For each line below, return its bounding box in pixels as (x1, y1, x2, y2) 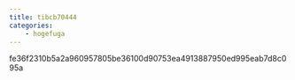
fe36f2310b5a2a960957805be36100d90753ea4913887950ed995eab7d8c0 (9, 54, 287, 64)
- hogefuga (25, 29, 66, 38)
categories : (9, 21, 53, 30)
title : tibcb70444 (9, 12, 77, 22)
